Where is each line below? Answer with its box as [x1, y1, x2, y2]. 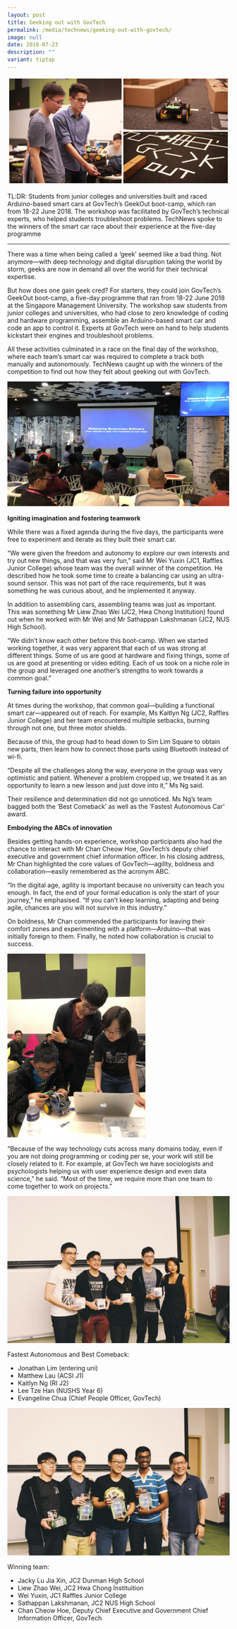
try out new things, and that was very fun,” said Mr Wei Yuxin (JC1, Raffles [7, 556, 224, 564]
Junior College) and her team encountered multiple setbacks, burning [7, 716, 210, 724]
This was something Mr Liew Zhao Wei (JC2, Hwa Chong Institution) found [7, 608, 224, 616]
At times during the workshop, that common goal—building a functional [7, 701, 215, 709]
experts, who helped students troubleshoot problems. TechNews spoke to [7, 215, 223, 223]
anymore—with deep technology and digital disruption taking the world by [7, 258, 223, 266]
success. [7, 940, 34, 948]
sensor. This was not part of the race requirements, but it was [27, 579, 207, 587]
